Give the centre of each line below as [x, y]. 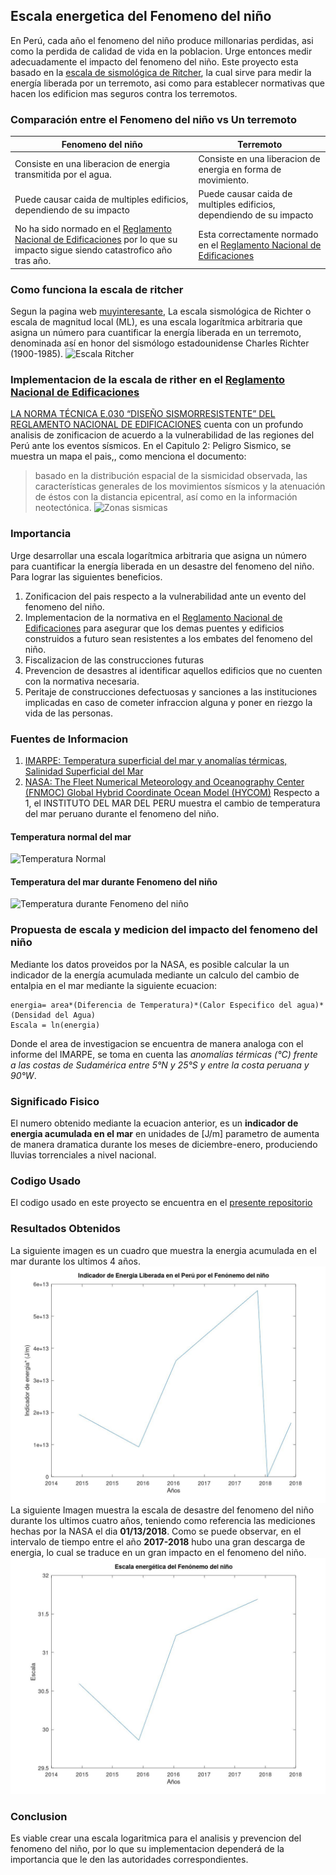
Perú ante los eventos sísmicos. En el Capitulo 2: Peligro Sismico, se [151, 446]
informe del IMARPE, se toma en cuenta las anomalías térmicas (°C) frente [164, 1054]
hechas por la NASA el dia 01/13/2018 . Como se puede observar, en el [156, 1531]
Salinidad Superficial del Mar [84, 771]
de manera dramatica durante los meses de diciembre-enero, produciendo [164, 1145]
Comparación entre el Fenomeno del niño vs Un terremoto [153, 119]
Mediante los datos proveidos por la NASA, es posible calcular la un [150, 964]
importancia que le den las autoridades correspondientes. [129, 1859]
